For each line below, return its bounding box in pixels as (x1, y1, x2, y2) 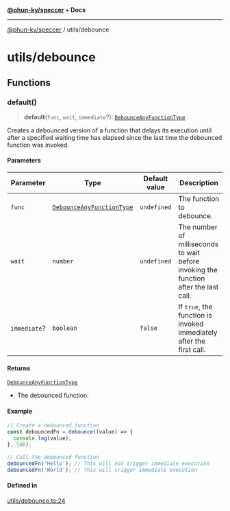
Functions (7, 77, 51, 88)
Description (179, 178, 219, 188)
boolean (52, 324, 77, 332)
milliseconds (177, 239, 219, 249)
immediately (177, 328, 218, 337)
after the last (177, 283, 219, 292)
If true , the (177, 302, 213, 311)
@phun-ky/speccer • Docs (7, 6, 86, 14)
